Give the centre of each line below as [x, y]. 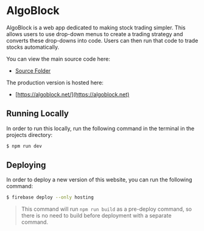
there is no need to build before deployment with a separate [96, 216]
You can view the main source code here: [58, 59]
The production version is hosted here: [55, 82]
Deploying [26, 165]
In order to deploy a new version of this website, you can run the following [99, 180]
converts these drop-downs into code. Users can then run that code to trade [102, 40]
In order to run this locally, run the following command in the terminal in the [100, 128]
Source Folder [33, 70]
